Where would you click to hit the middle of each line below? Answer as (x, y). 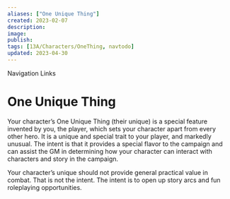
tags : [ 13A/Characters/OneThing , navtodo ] (71, 47)
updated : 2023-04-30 (38, 54)
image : (17, 34)
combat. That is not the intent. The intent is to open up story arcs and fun (114, 180)
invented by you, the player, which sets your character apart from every (112, 128)
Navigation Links (32, 73)
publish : (20, 40)
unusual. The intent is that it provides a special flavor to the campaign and (115, 144)
